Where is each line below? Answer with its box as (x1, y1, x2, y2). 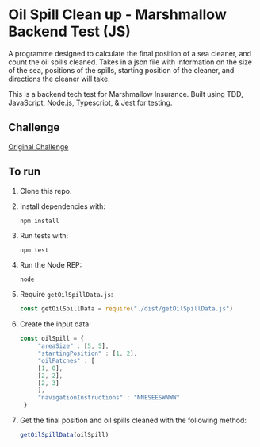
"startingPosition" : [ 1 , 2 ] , (37, 349, 138, 358)
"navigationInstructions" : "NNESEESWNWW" (37, 394, 180, 402)
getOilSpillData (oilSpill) (19, 431, 109, 439)
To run (8, 165, 41, 179)
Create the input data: (19, 319, 91, 329)
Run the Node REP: (19, 260, 82, 269)
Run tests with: (19, 230, 69, 240)
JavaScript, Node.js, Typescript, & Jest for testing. (8, 98, 173, 107)
